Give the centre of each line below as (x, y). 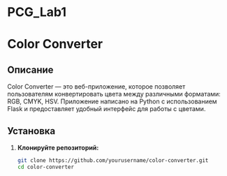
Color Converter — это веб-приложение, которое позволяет (96, 87)
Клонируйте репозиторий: (58, 148)
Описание (30, 69)
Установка (31, 131)
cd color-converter (46, 167)
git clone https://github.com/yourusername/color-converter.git (113, 161)
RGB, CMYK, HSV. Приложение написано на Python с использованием (112, 101)
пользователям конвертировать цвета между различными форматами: (114, 94)
